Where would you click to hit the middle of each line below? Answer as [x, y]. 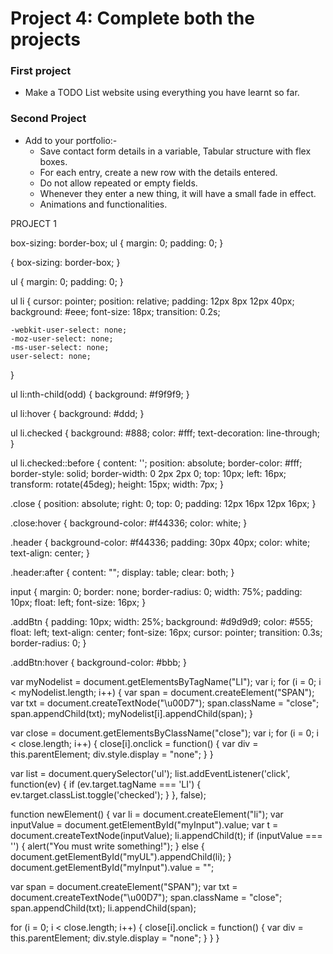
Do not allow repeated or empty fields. [118, 183]
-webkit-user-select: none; [69, 330]
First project [41, 71]
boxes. [53, 161]
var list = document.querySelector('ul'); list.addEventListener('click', [150, 773]
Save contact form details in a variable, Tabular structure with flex [175, 151]
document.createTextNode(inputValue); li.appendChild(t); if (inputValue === [166, 835]
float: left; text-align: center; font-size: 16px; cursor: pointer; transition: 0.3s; [166, 632]
